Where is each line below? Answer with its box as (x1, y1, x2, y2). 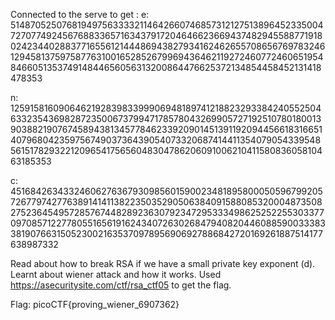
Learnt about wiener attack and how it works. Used (10, 269, 222, 280)
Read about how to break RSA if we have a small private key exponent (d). (10, 258, 316, 269)
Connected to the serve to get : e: (10, 9, 150, 20)
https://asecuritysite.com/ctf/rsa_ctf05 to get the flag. (10, 279, 232, 291)
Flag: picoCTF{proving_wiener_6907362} (10, 299, 180, 310)
